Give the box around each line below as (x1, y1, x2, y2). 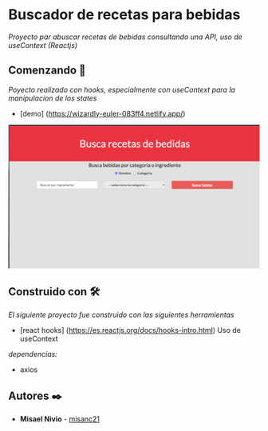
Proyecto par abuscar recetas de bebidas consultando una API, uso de (8, 32, 243, 42)
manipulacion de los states (8, 93, 97, 103)
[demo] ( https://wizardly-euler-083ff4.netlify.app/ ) (19, 109, 186, 118)
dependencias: (8, 350, 57, 359)
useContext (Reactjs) (8, 40, 78, 49)
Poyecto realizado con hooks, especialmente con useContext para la (8, 85, 235, 94)
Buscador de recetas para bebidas (8, 6, 241, 24)
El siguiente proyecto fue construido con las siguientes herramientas (8, 310, 235, 320)
